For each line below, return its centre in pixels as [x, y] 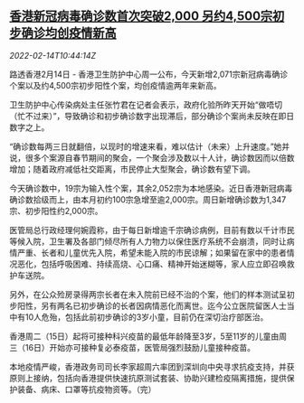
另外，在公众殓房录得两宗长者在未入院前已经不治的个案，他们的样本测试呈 [148, 294]
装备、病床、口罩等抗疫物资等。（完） [86, 389]
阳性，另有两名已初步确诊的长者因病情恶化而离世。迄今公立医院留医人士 [152, 305]
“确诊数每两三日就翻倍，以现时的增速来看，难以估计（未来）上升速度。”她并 [150, 146]
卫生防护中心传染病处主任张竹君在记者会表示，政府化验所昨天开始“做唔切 [146, 104]
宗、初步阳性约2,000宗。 [56, 211]
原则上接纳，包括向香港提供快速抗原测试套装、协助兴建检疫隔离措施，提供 [148, 378]
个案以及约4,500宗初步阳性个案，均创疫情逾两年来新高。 [115, 85]
